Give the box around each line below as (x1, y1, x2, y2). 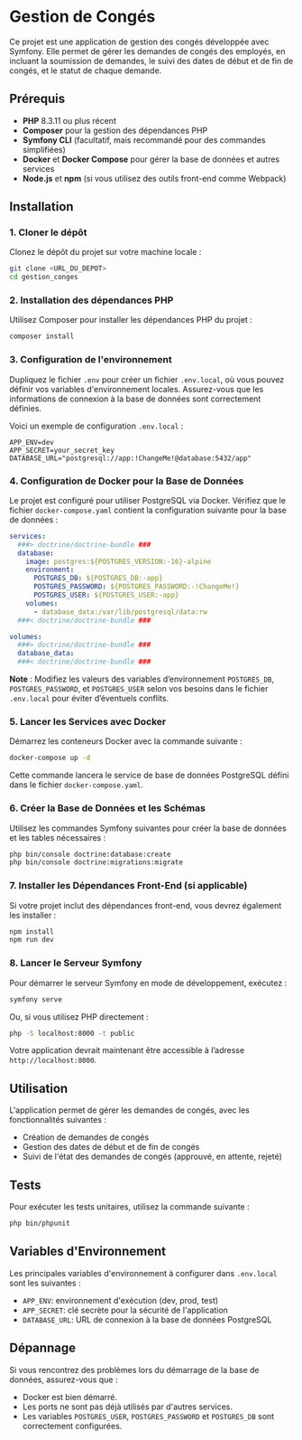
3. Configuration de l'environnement (9, 353, 173, 366)
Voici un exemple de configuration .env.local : (9, 420, 184, 431)
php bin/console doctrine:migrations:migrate (9, 858, 183, 867)
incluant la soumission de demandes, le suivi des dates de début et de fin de (9, 55, 294, 66)
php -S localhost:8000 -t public (9, 1029, 135, 1038)
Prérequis (9, 91, 66, 107)
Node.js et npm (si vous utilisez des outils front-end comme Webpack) (22, 173, 287, 184)
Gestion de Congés (9, 6, 156, 27)
